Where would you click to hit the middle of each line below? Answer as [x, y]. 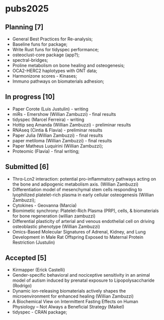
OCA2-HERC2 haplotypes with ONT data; [55, 71]
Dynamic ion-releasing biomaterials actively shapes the [69, 291]
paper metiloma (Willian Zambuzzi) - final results [62, 140]
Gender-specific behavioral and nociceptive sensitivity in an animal [81, 275]
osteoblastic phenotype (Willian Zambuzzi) [56, 226]
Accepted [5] [26, 258]
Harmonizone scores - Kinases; [45, 76]
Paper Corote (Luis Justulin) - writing [50, 109]
